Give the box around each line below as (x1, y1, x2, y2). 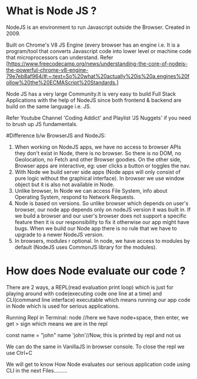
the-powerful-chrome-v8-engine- (6, 66, 89, 73)
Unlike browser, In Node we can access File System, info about (14, 187, 168, 194)
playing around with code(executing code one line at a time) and (6, 290, 162, 297)
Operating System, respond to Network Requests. (14, 193, 135, 200)
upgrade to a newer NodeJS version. (14, 231, 104, 238)
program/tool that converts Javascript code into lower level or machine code (6, 47, 192, 54)
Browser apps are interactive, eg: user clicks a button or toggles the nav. (14, 162, 191, 169)
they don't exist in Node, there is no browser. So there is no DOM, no (14, 149, 181, 157)
